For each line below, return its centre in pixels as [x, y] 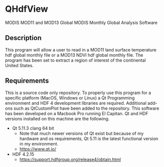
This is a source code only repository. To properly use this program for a [78, 93]
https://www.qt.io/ [38, 149]
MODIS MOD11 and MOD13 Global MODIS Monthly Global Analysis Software [81, 23]
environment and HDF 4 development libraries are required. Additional [76, 103]
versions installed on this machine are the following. [57, 119]
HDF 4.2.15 [23, 154]
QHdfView [27, 9]
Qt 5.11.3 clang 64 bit [33, 128]
